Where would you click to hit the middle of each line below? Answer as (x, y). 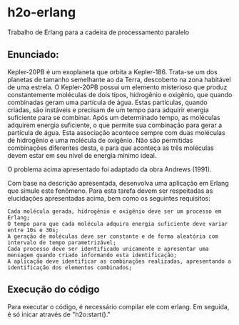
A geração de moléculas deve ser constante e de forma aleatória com (113, 236)
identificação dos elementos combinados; (70, 267)
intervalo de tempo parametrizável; (62, 242)
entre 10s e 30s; (33, 230)
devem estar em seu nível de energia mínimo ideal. (82, 155)
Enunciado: (33, 55)
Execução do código (54, 290)
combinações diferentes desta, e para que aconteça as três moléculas (111, 148)
